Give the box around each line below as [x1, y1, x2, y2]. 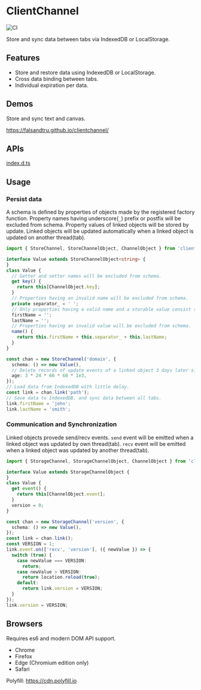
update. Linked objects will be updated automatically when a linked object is [6, 227, 194, 235]
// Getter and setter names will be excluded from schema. [11, 273, 162, 279]
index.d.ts [6, 160, 31, 167]
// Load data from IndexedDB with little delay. [6, 384, 130, 390]
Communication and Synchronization [6, 420, 117, 428]
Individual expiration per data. [14, 81, 89, 89]
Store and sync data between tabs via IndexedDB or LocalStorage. [6, 35, 170, 42]
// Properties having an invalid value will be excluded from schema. [11, 323, 191, 329]
